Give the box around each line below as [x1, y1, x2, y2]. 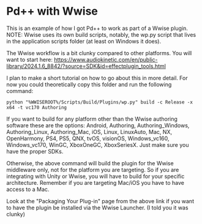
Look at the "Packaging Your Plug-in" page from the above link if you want [6, 197, 195, 204]
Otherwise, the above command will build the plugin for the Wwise [6, 159, 174, 166]
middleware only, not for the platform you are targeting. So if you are [6, 166, 179, 173]
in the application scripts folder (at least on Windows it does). [6, 37, 162, 45]
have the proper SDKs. [6, 147, 64, 155]
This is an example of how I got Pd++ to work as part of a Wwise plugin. [6, 24, 189, 32]
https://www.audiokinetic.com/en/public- [54, 56, 158, 63]
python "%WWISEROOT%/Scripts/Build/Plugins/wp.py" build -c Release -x [6, 99, 193, 105]
